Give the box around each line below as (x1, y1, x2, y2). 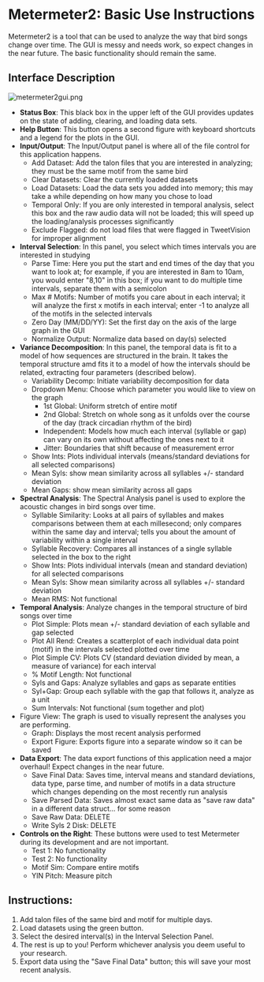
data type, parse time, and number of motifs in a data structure (31, 778, 236, 788)
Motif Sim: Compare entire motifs (31, 862, 139, 871)
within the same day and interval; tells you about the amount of (31, 527, 236, 536)
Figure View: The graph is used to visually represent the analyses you (19, 711, 246, 721)
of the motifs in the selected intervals (31, 309, 152, 318)
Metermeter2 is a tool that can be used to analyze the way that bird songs (8, 32, 248, 41)
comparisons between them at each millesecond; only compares (31, 519, 242, 528)
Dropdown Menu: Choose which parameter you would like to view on (31, 384, 256, 394)
